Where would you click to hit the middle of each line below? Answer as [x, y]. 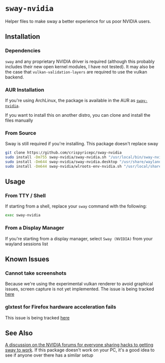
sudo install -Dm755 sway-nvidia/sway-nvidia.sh [56, 157]
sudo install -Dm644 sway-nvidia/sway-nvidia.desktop [61, 162]
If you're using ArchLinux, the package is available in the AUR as [70, 100]
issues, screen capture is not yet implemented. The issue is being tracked [80, 289]
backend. [14, 77]
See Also [19, 333]
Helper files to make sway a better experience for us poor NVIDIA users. [78, 21]
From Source [21, 133]
